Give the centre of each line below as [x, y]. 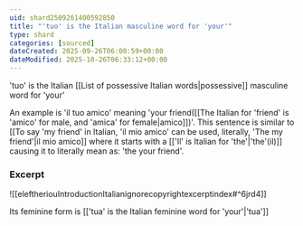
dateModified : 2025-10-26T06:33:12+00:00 [89, 60]
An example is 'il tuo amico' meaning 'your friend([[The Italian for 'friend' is [149, 113]
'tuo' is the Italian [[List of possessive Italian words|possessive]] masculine [149, 85]
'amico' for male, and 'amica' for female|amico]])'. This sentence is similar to [152, 122]
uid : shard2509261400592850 [62, 18]
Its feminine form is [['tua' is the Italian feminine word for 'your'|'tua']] [139, 212]
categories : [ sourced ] [52, 43]
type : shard [32, 34]
